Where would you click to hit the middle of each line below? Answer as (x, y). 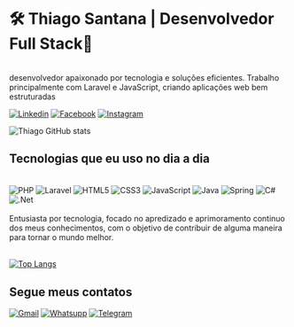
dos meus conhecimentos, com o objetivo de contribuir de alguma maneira (146, 228)
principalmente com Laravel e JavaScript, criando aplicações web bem (139, 87)
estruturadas (32, 97)
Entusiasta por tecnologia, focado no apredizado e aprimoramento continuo (147, 219)
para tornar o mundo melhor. (62, 237)
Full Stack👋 (51, 44)
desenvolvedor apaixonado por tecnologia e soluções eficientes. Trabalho (144, 77)
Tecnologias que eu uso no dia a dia (109, 159)
